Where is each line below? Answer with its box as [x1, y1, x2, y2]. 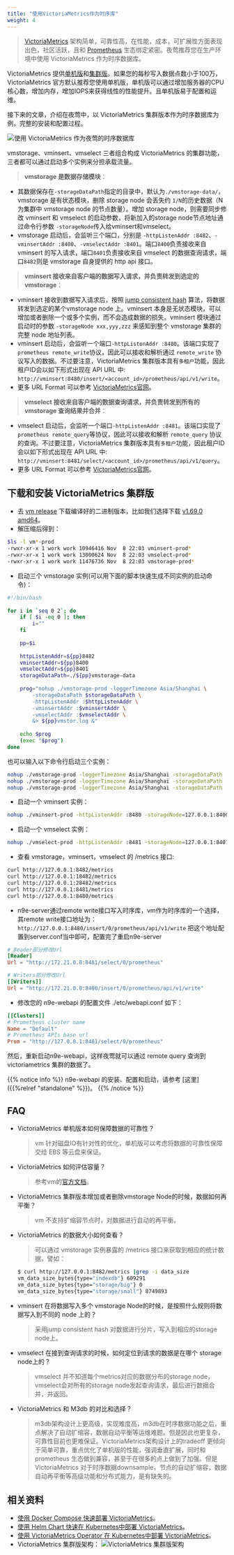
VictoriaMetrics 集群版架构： [17, 1540, 100, 1549]
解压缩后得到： [17, 525, 61, 533]
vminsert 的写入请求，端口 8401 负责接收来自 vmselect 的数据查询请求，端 [17, 248, 227, 256]
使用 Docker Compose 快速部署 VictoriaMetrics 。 [17, 1514, 159, 1522]
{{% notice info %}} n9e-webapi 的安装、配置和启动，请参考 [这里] [7, 1076, 200, 1084]
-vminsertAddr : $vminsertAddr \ [32, 704, 127, 711]
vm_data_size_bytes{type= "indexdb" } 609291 [17, 1275, 146, 1282]
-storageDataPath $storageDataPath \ [32, 691, 141, 699]
